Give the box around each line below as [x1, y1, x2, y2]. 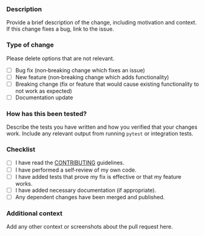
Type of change [6, 40, 54, 49]
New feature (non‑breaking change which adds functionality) [15, 73, 170, 81]
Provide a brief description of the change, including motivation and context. [6, 19, 197, 26]
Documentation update [15, 94, 73, 101]
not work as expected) [15, 87, 72, 94]
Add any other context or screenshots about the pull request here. [6, 223, 173, 230]
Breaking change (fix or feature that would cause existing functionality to [15, 80, 199, 88]
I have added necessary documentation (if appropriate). [15, 186, 157, 194]
